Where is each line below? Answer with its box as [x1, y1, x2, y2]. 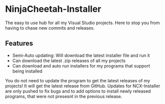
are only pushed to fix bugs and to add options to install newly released [5, 88, 151, 94]
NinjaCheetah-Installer [5, 3, 102, 15]
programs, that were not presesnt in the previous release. [5, 93, 122, 99]
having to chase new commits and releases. [5, 25, 95, 31]
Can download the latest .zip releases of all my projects [12, 58, 126, 64]
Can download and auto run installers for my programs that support [12, 63, 150, 69]
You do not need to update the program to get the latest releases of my [5, 77, 150, 83]
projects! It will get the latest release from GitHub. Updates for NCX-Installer [5, 83, 161, 89]
